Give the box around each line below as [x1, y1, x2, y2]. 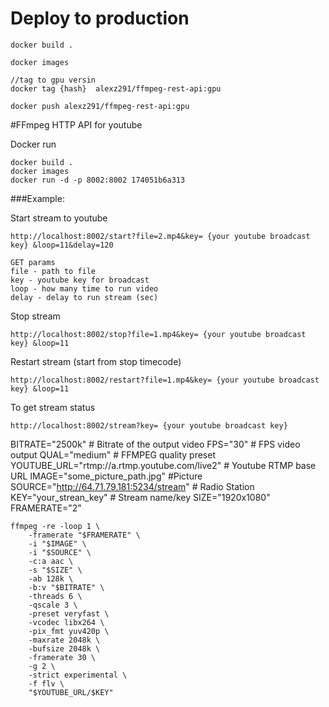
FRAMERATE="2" [10, 502, 82, 514]
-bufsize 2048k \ [28, 643, 101, 654]
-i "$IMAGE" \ [28, 538, 87, 549]
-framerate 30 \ [28, 652, 97, 662]
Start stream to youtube [10, 212, 108, 224]
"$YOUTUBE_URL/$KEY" [28, 687, 114, 697]
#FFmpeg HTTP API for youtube [10, 118, 143, 131]
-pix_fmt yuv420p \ [28, 626, 110, 636]
